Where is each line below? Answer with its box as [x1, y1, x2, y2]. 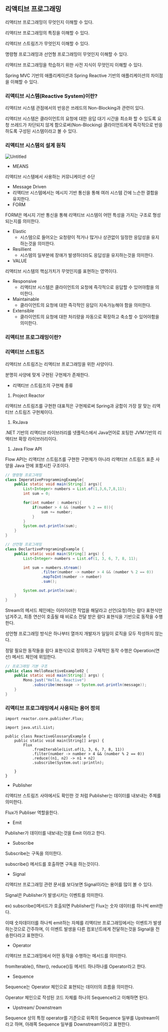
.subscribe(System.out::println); [32, 760, 104, 765]
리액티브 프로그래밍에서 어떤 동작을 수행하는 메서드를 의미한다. [5, 953, 127, 959]
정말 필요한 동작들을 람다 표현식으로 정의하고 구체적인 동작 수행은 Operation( [5, 647, 156, 653]
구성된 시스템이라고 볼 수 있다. [18, 128, 78, 134]
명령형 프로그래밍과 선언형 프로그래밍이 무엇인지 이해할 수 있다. [5, 51, 129, 57]
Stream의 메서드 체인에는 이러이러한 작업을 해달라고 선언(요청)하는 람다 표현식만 [5, 607, 162, 613]
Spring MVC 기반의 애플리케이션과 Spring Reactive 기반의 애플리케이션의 [5, 72, 150, 78]
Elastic [12, 228, 27, 235]
